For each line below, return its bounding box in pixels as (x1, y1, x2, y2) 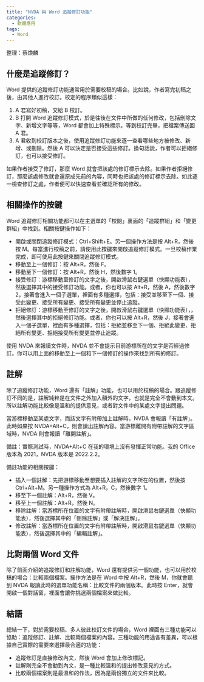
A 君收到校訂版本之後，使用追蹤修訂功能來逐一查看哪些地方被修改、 (15, 136, 186, 144)
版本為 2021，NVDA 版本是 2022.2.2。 (6, 450, 103, 457)
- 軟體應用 (12, 20, 36, 26)
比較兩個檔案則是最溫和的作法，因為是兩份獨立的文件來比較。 (15, 669, 170, 677)
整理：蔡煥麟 (6, 49, 38, 57)
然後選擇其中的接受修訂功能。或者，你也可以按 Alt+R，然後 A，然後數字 (15, 283, 195, 290)
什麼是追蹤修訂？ (6, 68, 70, 79)
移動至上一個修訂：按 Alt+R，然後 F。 (15, 260, 110, 268)
